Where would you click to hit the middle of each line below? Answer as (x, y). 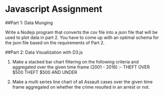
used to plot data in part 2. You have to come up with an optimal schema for (82, 37)
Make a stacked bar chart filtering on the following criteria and (75, 62)
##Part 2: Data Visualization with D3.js (44, 52)
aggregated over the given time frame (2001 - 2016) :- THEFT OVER (81, 67)
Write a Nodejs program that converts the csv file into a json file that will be (81, 32)
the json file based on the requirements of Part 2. (55, 42)
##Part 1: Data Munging (29, 23)
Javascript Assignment (54, 9)
